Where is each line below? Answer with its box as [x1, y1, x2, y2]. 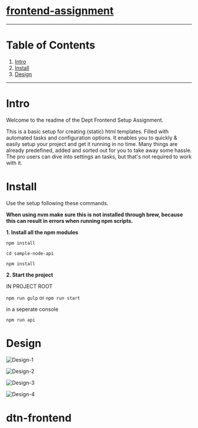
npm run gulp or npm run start [6, 294, 81, 301]
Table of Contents [6, 38, 95, 52]
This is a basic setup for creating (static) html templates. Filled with [6, 128, 169, 135]
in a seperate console [6, 306, 59, 313]
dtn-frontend [6, 411, 72, 424]
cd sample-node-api [6, 250, 54, 257]
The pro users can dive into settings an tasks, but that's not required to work [6, 153, 192, 160]
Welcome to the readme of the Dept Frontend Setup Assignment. [6, 116, 164, 124]
